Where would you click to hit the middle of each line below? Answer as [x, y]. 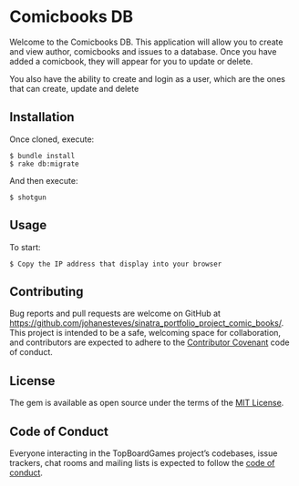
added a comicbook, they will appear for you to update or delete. [131, 61]
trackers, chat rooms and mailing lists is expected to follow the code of [142, 463]
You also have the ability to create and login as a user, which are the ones [147, 78]
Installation [42, 117]
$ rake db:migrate [44, 164]
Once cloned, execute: [52, 139]
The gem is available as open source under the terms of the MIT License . [147, 403]
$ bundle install [42, 156]
